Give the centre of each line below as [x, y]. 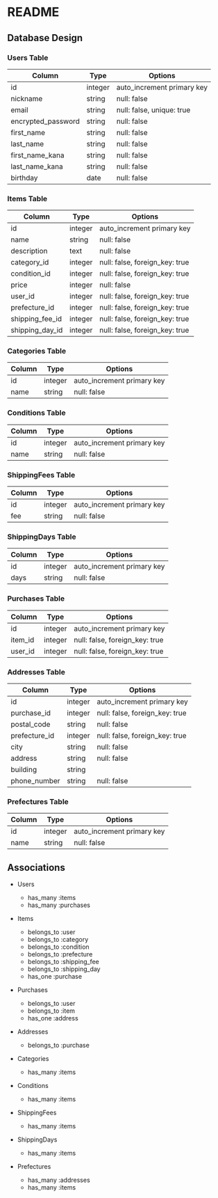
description [29, 251]
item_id [23, 640]
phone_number [35, 780]
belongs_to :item [51, 1011]
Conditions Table [36, 413]
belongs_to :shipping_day [64, 969]
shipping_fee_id [36, 319]
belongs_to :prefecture [60, 954]
